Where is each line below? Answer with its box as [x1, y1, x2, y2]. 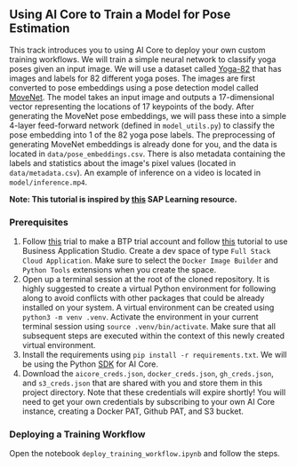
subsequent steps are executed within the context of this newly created [21, 330, 285, 341]
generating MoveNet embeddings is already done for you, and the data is [9, 139, 277, 149]
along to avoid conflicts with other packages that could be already [21, 293, 265, 304]
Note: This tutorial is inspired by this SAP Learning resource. [9, 194, 237, 204]
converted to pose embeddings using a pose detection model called [9, 82, 260, 92]
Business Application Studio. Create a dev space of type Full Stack [21, 246, 271, 257]
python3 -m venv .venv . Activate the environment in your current [21, 312, 260, 322]
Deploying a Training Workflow [9, 428, 146, 440]
